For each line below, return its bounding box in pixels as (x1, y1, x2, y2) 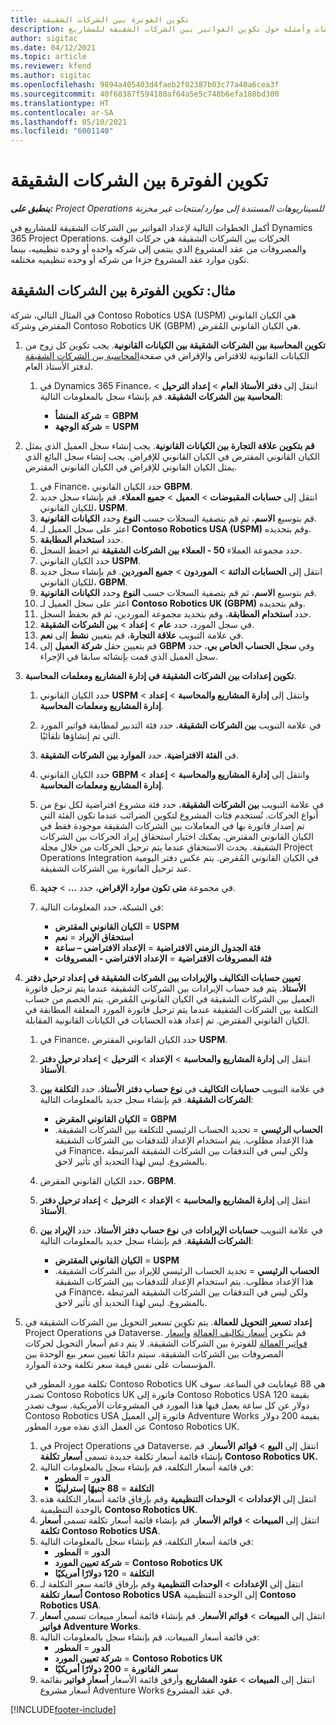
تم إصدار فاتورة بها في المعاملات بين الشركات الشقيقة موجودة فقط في (39, 819, 305, 831)
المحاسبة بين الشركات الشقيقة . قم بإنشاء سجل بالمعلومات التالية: (39, 390, 283, 402)
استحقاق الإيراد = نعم (54, 931, 134, 943)
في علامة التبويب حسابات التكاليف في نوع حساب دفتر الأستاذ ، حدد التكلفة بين (39, 1082, 325, 1095)
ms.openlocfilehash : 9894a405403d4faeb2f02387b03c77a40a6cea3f (10, 80, 280, 90)
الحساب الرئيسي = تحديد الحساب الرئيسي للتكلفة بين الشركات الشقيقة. (54, 1123, 323, 1135)
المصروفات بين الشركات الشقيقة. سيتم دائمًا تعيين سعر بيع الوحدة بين (24, 1347, 284, 1360)
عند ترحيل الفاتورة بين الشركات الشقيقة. (39, 862, 192, 874)
